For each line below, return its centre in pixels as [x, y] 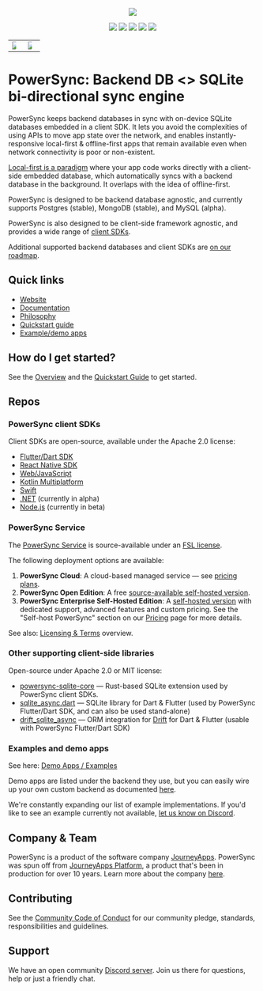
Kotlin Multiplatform [52, 482]
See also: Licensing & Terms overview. [71, 633]
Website [33, 299]
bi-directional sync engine [96, 97]
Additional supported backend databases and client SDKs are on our [120, 247]
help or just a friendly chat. [52, 978]
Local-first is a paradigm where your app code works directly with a [118, 167]
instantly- [221, 135]
